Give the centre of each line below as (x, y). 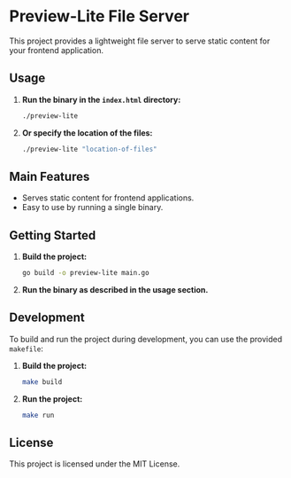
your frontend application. (57, 50)
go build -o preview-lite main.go (85, 273)
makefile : (27, 349)
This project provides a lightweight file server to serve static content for (140, 41)
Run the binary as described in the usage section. (115, 290)
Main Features (50, 176)
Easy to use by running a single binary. (92, 208)
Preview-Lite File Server (100, 16)
